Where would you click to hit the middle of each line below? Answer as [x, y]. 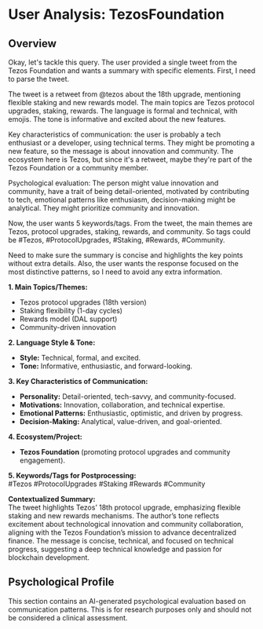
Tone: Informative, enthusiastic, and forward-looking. [106, 366]
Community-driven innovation [68, 327]
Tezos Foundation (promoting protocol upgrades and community [125, 452]
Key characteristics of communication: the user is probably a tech [115, 134]
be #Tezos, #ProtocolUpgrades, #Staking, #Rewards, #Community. [117, 240]
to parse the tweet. [38, 79]
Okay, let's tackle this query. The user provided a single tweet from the [123, 62]
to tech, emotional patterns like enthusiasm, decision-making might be [122, 199]
